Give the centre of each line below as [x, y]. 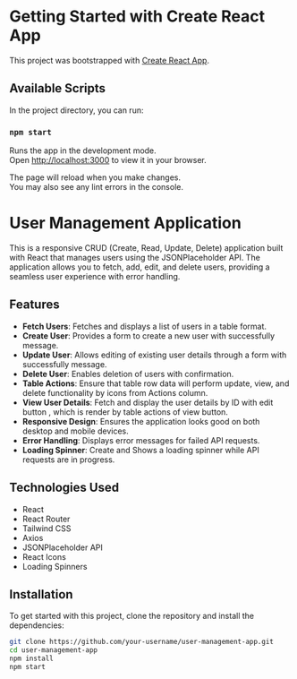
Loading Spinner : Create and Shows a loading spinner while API [140, 450]
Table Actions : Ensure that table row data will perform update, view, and [156, 383]
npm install [31, 659]
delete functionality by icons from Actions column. [115, 392]
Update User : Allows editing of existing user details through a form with [154, 355]
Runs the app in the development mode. [83, 150]
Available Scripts [57, 88]
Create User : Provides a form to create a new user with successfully [148, 335]
